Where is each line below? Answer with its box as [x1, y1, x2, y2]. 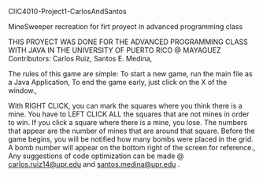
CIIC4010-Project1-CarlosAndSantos [8, 7, 128, 16]
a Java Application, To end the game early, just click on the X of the [8, 78, 228, 87]
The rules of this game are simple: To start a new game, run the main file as [8, 69, 254, 78]
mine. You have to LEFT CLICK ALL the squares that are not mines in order [8, 109, 250, 119]
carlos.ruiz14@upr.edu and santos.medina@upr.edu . [8, 160, 180, 168]
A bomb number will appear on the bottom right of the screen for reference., [8, 143, 256, 152]
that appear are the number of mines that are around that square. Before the [8, 126, 255, 135]
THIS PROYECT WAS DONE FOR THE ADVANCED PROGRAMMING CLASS [8, 37, 248, 46]
